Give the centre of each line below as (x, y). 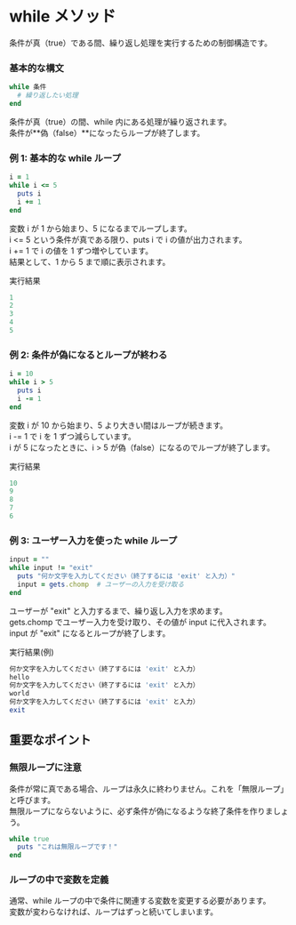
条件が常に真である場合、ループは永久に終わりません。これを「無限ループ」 (149, 788)
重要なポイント (50, 740)
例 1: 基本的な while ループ (65, 157)
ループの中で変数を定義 (59, 880)
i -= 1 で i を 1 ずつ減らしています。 (72, 436)
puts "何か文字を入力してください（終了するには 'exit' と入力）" (126, 576)
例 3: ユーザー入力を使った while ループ (93, 540)
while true (29, 839)
